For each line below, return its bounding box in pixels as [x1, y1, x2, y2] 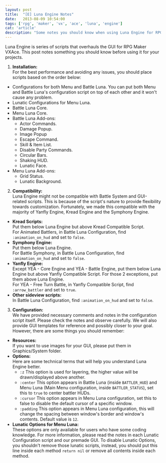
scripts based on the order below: [12, 75, 82, 80]
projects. [5, 54, 23, 60]
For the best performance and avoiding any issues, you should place [12, 69, 152, 75]
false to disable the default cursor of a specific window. [19, 401, 133, 406]
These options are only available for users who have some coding [12, 427, 147, 432]
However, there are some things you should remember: [12, 328, 124, 334]
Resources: [12, 337, 37, 343]
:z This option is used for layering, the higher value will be [19, 369, 138, 375]
